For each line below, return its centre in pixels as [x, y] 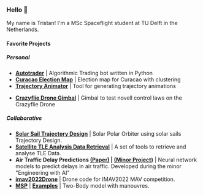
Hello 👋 [17, 10]
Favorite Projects [29, 43]
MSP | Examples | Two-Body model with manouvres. [82, 185]
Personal [18, 57]
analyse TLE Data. [38, 153]
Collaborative [24, 118]
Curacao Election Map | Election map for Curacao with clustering [98, 79]
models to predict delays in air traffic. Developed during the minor [98, 166]
